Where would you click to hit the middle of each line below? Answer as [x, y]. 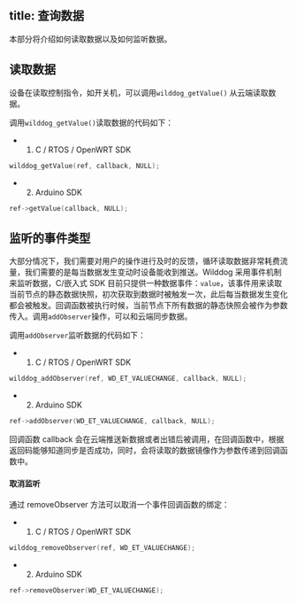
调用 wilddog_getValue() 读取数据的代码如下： [91, 122]
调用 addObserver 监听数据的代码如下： [77, 336]
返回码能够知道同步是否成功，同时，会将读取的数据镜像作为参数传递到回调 [145, 450]
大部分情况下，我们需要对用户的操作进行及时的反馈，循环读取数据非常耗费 [145, 261]
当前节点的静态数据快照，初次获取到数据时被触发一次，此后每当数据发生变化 [148, 294]
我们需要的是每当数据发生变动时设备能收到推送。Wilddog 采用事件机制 [153, 272]
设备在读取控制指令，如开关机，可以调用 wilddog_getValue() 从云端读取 [139, 92]
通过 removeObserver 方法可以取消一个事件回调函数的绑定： [119, 505]
